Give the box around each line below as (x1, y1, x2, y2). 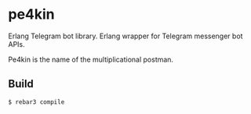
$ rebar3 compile (8, 98, 65, 106)
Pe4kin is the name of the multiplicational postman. (8, 55, 174, 64)
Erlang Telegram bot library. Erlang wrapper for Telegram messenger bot (8, 31, 243, 41)
